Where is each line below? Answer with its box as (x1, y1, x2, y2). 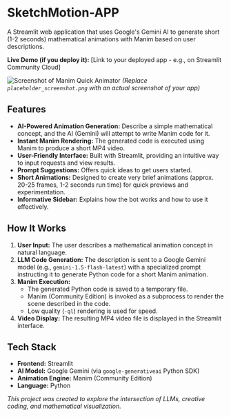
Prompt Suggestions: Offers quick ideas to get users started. (17, 165, 192, 174)
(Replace (121, 76, 148, 84)
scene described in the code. (27, 299, 111, 307)
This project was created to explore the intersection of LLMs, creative (7, 395, 205, 403)
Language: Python (17, 381, 71, 390)
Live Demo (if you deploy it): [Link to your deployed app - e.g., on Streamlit (7, 55, 222, 63)
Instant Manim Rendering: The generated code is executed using (17, 136, 205, 145)
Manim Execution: (17, 277, 71, 285)
